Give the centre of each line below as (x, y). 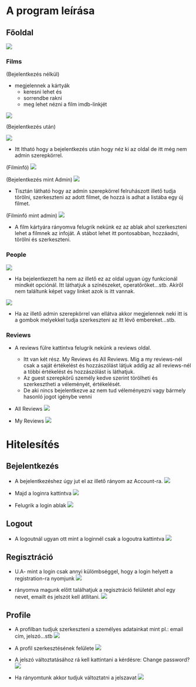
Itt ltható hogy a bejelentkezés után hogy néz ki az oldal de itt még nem (101, 149)
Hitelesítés (33, 445)
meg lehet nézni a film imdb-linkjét (65, 105)
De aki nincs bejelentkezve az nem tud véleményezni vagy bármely (104, 390)
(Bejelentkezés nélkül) (33, 74)
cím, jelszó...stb (33, 636)
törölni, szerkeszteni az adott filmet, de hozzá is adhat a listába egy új (99, 197)
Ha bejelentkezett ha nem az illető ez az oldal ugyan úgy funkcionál (96, 279)
